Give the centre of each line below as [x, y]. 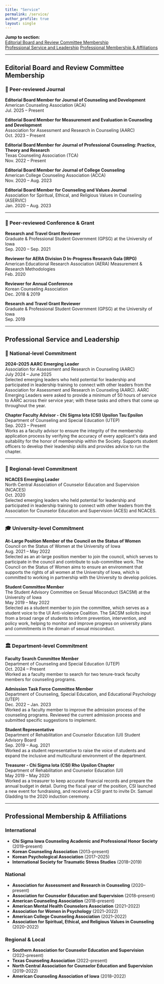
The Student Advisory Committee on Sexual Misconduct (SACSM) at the [78, 592]
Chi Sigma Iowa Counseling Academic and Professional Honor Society [85, 841]
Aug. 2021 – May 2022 [28, 551]
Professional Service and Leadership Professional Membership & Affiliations [82, 48]
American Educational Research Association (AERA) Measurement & [74, 264]
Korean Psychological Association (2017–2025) [61, 857]
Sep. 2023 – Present [26, 425]
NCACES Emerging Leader [32, 480]
